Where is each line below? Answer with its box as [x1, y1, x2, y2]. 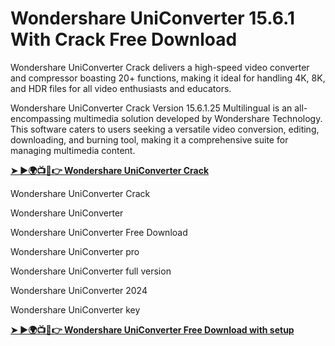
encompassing [10, 112, 72, 124]
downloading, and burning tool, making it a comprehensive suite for [10, 133, 289, 146]
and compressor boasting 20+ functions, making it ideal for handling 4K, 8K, [10, 72, 326, 84]
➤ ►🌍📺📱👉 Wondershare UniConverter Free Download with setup [10, 323, 295, 336]
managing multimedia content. [10, 144, 136, 156]
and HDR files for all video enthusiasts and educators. [10, 82, 232, 94]
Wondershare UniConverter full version [10, 265, 172, 277]
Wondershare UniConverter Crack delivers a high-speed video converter [10, 61, 310, 73]
